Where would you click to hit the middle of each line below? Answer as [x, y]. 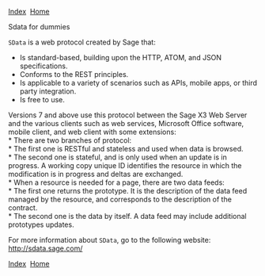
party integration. [48, 91]
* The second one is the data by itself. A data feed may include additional [127, 216]
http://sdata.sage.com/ [45, 248]
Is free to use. [42, 100]
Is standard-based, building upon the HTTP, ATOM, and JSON [121, 57]
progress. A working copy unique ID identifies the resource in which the [125, 165]
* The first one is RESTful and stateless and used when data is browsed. [126, 149]
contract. [23, 208]
